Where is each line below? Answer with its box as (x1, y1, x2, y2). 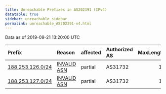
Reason (56, 49, 75, 56)
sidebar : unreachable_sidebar (5, 16, 68, 21)
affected (81, 49, 101, 56)
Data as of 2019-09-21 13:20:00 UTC (5, 34, 80, 40)
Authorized (106, 46, 133, 53)
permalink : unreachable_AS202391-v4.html (5, 21, 92, 26)
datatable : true (5, 12, 39, 17)
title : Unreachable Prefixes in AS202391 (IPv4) (5, 7, 107, 12)
